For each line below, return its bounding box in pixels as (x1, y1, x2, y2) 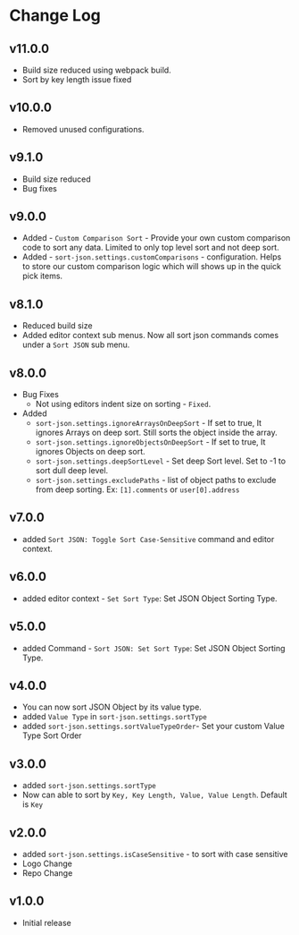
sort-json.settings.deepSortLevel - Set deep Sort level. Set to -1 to (35, 455, 287, 466)
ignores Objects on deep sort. (35, 446, 145, 457)
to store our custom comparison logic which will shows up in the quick (21, 261, 282, 272)
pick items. (21, 270, 63, 282)
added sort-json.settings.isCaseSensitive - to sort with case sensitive (21, 848, 288, 859)
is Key (21, 799, 43, 810)
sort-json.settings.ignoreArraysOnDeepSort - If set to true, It (35, 418, 262, 429)
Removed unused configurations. (21, 123, 145, 134)
